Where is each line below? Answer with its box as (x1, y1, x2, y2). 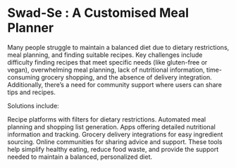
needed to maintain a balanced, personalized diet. (7, 153, 153, 161)
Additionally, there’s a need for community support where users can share (7, 80, 222, 89)
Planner (7, 20, 54, 36)
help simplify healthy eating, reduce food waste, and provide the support (7, 145, 219, 153)
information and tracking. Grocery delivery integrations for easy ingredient (7, 130, 223, 138)
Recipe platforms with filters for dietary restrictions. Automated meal (7, 115, 206, 124)
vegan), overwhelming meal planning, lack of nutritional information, (7, 65, 206, 74)
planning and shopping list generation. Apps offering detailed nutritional (7, 122, 216, 131)
